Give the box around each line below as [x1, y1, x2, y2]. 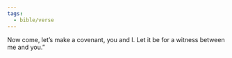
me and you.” [7, 43, 45, 51]
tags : [7, 10, 23, 17]
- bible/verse [13, 17, 54, 23]
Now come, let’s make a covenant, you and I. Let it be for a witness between [7, 35, 225, 43]
